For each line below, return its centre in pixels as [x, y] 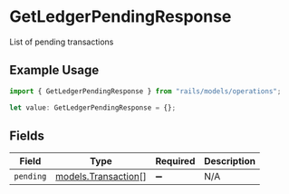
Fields [27, 136]
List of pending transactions [62, 42]
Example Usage [54, 70]
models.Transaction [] [101, 177]
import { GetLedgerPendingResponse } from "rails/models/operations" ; [145, 91]
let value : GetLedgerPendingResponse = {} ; [93, 107]
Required [175, 161]
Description [230, 161]
